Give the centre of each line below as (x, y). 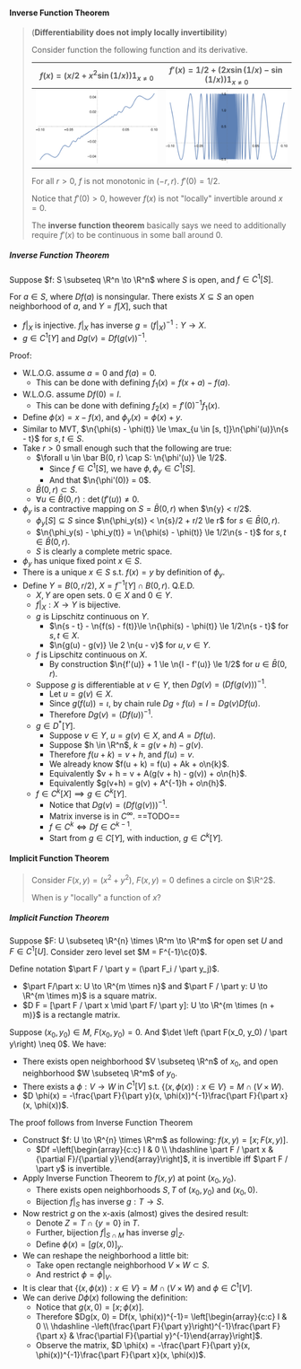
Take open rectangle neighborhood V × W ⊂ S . (122, 1265)
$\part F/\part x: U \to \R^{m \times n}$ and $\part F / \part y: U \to (145, 987)
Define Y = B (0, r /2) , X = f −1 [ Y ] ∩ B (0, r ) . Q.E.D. (108, 585)
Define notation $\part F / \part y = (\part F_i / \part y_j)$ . (114, 969)
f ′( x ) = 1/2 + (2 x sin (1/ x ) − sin (226, 70)
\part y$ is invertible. (74, 1169)
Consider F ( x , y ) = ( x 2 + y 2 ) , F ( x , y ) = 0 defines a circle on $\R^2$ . (153, 879)
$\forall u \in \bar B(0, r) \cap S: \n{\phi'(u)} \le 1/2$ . (131, 457)
